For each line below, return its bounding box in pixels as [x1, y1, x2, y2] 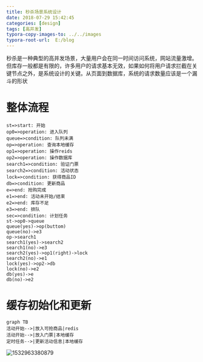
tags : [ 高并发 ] [6, 26, 42, 32]
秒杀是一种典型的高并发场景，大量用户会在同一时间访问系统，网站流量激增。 [6, 55, 198, 61]
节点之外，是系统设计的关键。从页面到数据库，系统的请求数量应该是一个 [11, 70, 192, 77]
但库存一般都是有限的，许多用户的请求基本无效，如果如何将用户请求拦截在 [6, 62, 192, 69]
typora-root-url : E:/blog [6, 37, 75, 43]
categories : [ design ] [6, 20, 61, 26]
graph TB [6, 319, 28, 325]
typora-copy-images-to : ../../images [6, 32, 102, 38]
